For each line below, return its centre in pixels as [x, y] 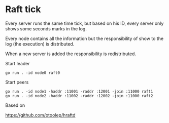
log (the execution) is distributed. [40, 44]
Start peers [17, 82]
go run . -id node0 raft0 [32, 73]
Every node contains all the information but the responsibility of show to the [84, 38]
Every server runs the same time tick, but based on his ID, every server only [84, 23]
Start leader [18, 63]
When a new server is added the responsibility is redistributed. [71, 54]
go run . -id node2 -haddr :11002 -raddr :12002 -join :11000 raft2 [79, 96]
